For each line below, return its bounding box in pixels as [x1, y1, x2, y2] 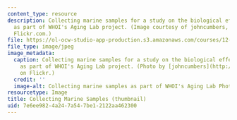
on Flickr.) [20, 69, 55, 76]
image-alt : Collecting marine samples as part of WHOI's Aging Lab [13, 83, 217, 90]
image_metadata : [7, 50, 55, 57]
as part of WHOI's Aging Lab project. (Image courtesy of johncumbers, [13, 23, 229, 30]
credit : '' [13, 76, 46, 83]
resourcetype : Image [7, 89, 68, 96]
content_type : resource [7, 10, 78, 18]
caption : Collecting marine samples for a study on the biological [13, 56, 217, 64]
